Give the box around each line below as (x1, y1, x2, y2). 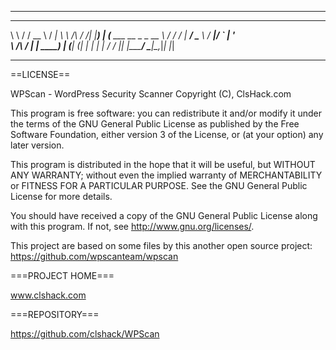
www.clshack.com (10, 289, 87, 301)
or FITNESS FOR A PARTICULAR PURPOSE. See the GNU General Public (10, 180, 308, 191)
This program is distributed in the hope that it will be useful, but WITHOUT (10, 159, 316, 170)
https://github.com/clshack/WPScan (10, 328, 160, 340)
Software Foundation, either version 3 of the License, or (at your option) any (10, 129, 324, 140)
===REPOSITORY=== (10, 309, 100, 320)
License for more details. (10, 191, 113, 202)
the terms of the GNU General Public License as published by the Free (10, 118, 300, 130)
